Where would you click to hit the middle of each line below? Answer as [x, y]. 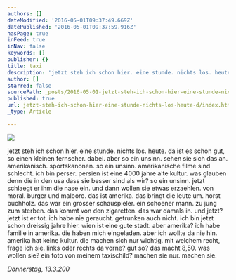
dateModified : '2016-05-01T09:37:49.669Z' [70, 20]
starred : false [29, 86]
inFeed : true [26, 40]
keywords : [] [26, 53]
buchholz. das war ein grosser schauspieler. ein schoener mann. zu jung [112, 203]
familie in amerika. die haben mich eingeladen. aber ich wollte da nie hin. [112, 233]
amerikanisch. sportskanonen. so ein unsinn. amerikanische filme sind [109, 166]
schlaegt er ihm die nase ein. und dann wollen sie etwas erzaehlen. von [111, 188]
